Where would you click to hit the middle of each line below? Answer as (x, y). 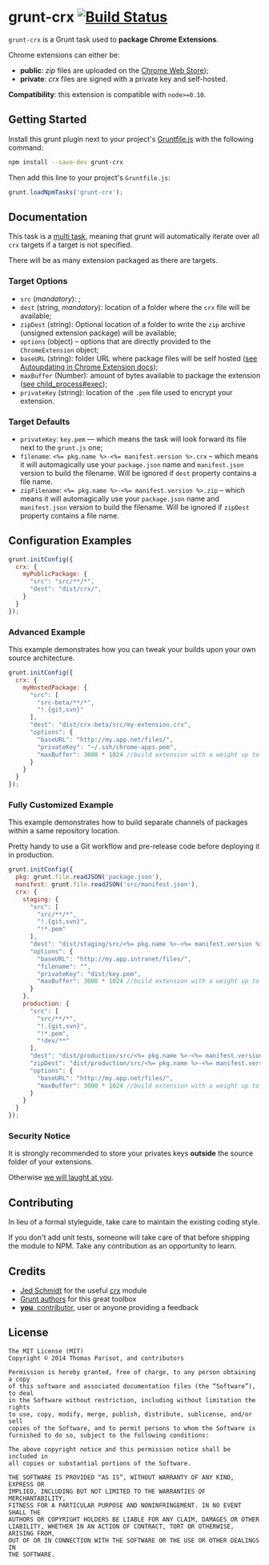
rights (19, 1407)
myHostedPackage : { (55, 688)
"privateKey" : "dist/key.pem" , (89, 974)
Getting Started (48, 120)
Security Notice (39, 1135)
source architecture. (42, 658)
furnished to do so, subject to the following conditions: (109, 1435)
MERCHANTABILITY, (37, 1498)
